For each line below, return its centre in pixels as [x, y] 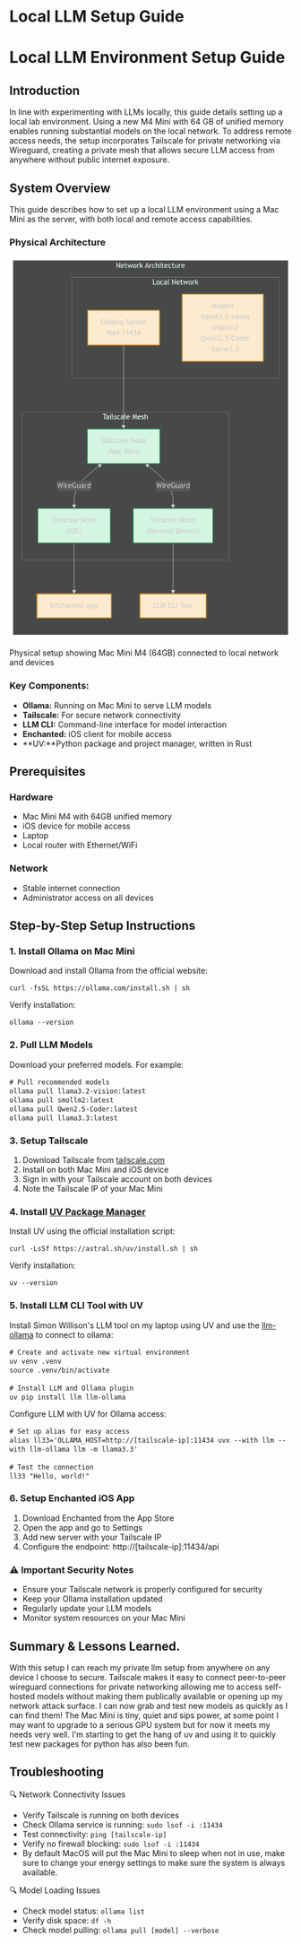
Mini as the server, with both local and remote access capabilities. [131, 219]
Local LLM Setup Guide [97, 17]
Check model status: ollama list [83, 1911]
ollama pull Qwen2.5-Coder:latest [74, 1109]
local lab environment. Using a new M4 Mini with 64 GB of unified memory [146, 122]
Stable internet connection [71, 888]
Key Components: [49, 686]
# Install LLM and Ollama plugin [72, 1388]
